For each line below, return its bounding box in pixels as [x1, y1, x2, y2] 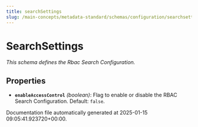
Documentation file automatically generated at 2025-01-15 [6, 109, 148, 116]
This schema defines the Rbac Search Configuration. [6, 59, 136, 66]
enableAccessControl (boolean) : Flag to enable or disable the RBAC [14, 92, 178, 99]
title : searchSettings [6, 8, 62, 15]
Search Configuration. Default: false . [14, 98, 105, 105]
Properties [6, 76, 46, 86]
